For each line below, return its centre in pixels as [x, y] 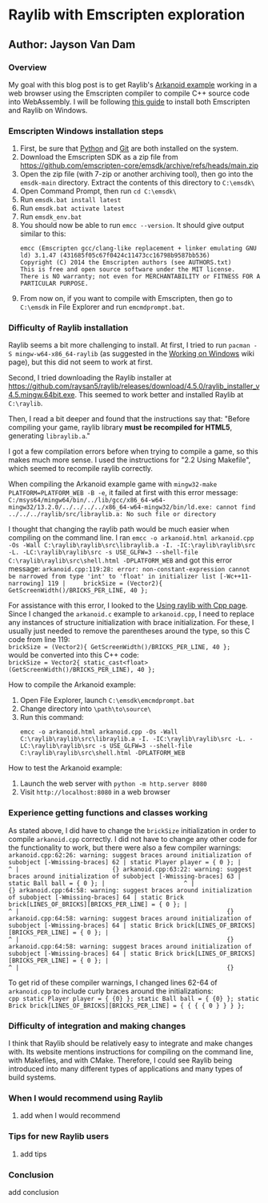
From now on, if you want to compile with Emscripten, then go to [126, 299]
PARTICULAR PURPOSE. [54, 284]
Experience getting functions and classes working [108, 813]
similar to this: [43, 234]
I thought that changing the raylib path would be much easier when [119, 529]
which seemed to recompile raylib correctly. [81, 469]
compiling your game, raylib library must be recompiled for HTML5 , [120, 428]
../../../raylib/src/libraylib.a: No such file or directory [112, 514]
